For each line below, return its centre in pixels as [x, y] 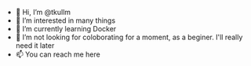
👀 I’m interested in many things [65, 20]
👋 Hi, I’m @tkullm [43, 12]
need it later [35, 46]
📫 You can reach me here [58, 54]
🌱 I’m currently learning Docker [66, 29]
